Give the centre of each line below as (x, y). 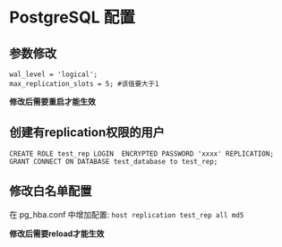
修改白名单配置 (51, 191)
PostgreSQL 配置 (73, 17)
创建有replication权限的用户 (87, 133)
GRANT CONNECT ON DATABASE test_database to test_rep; (114, 161)
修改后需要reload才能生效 (57, 234)
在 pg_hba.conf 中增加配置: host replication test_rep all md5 (127, 214)
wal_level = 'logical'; (54, 74)
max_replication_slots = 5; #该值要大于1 (84, 84)
